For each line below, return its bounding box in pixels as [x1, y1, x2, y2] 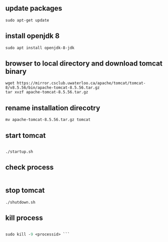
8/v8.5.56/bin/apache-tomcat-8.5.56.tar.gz [5, 85, 100, 90]
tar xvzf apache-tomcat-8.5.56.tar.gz [5, 90, 88, 95]
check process [5, 163, 54, 172]
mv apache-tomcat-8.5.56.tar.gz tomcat [5, 117, 91, 123]
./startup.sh [5, 149, 33, 154]
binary [5, 67, 27, 76]
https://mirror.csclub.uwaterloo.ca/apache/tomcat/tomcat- [16, 80, 146, 86]
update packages [5, 4, 63, 13]
